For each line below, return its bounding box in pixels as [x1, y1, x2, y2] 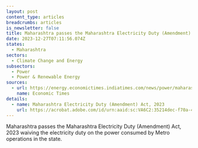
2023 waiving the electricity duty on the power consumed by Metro [6, 129, 170, 136]
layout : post [6, 8, 38, 15]
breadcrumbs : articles [6, 19, 62, 25]
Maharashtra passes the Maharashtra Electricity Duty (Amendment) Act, [6, 123, 181, 130]
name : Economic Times [16, 90, 70, 96]
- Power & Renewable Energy [11, 74, 81, 80]
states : [6, 42, 25, 48]
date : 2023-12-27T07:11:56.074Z [6, 36, 85, 42]
